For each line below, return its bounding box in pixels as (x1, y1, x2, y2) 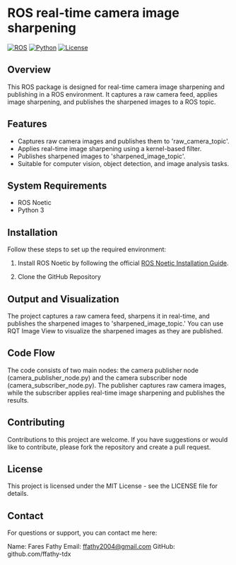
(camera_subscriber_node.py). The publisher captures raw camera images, (7, 381, 227, 389)
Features (7, 118, 47, 130)
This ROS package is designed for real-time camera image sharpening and (7, 83, 225, 91)
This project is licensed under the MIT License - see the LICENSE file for (7, 482, 218, 490)
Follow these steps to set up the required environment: (7, 245, 167, 254)
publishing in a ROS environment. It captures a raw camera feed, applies (7, 90, 218, 98)
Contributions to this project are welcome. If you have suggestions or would (7, 435, 228, 444)
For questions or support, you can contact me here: (7, 528, 158, 537)
